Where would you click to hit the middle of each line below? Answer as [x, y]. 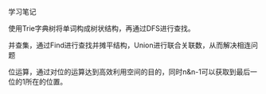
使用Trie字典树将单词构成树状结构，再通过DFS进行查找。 [102, 28]
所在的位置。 [46, 82]
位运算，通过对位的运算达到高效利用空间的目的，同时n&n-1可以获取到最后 [129, 72]
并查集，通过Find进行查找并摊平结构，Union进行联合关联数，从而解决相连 [130, 45]
